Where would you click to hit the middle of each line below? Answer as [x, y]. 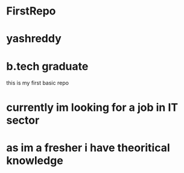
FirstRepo [31, 11]
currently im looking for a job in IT [92, 107]
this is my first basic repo [38, 83]
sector [23, 120]
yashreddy [34, 39]
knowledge [35, 160]
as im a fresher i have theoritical [88, 147]
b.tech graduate [47, 66]
